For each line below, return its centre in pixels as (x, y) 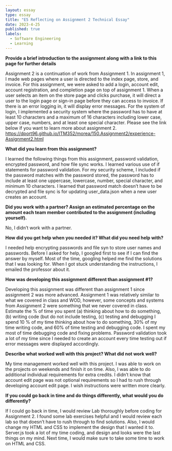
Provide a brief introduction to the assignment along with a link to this (81, 58)
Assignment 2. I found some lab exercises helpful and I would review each (84, 416)
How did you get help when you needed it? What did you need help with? (84, 238)
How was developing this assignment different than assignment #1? (79, 279)
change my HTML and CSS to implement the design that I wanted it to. (80, 427)
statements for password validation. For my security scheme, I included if (83, 169)
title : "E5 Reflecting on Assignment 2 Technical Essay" (68, 19)
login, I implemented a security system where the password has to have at (84, 111)
